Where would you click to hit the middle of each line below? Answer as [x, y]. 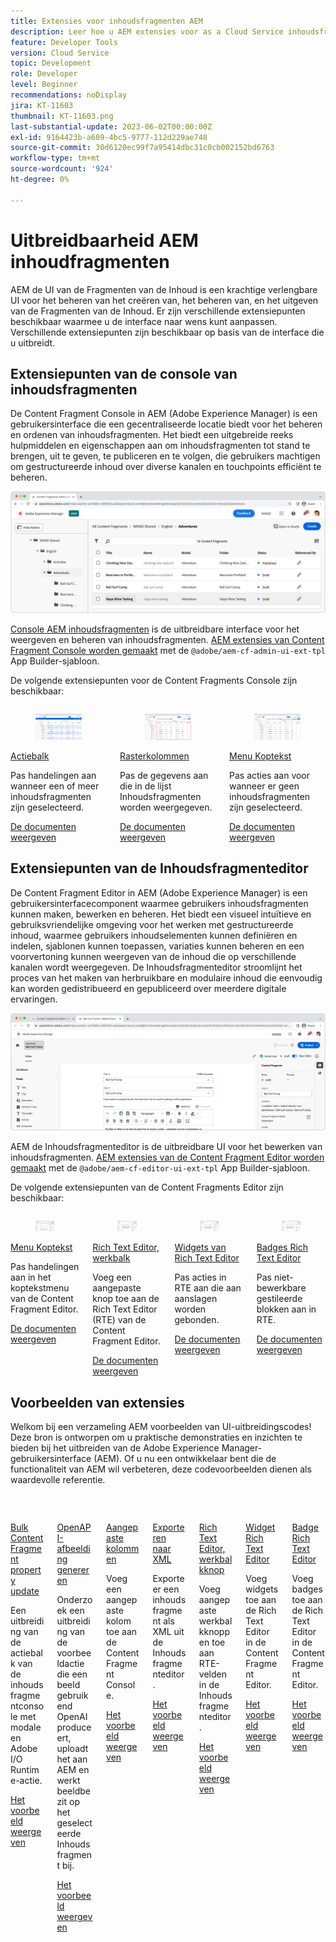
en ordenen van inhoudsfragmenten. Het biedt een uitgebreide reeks [152, 435]
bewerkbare [281, 1288]
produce [74, 1727]
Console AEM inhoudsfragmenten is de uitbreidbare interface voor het [155, 629]
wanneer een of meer [55, 786]
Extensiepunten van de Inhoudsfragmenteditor [159, 868]
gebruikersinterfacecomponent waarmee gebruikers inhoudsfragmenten [159, 903]
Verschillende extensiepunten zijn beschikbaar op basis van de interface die [167, 332]
